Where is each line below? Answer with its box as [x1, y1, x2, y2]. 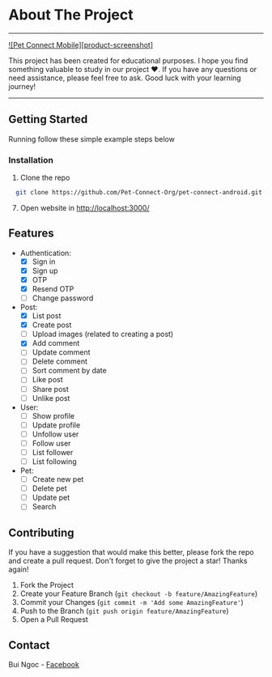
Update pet [32, 492, 70, 503]
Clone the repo [19, 172, 70, 183]
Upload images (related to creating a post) [32, 330, 174, 339]
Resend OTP [32, 283, 74, 293]
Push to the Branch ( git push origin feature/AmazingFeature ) [19, 606, 229, 616]
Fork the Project [19, 581, 74, 590]
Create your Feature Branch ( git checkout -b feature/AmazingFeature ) [19, 589, 258, 598]
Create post [32, 320, 72, 330]
